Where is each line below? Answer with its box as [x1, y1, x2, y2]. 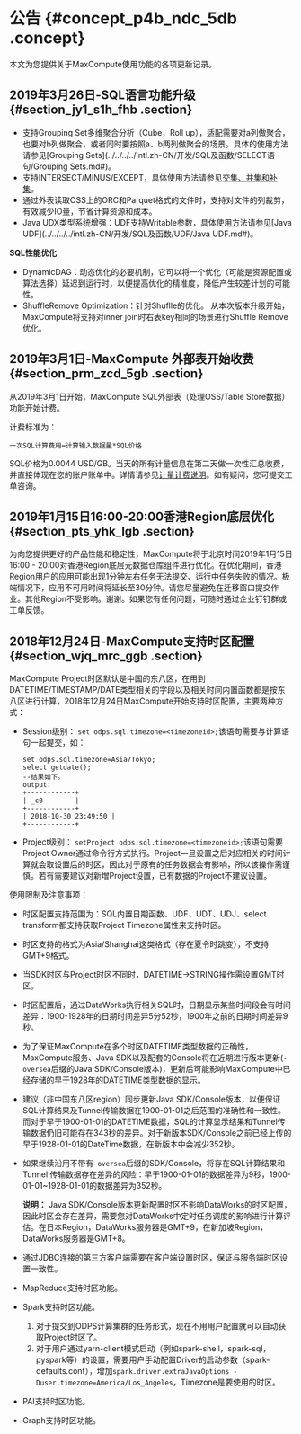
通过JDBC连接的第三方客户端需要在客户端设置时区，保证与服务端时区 [22, 1253, 280, 1263]
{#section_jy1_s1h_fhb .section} [9, 102, 193, 118]
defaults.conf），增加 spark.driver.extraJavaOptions [35, 1366, 230, 1376]
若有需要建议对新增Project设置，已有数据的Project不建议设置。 [38, 871, 272, 881]
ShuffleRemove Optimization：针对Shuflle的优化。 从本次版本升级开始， [22, 300, 290, 311]
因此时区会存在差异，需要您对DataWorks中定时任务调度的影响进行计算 [22, 1210, 284, 1222]
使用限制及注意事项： [9, 890, 88, 900]
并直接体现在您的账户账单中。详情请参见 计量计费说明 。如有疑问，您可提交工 [9, 469, 293, 480]
